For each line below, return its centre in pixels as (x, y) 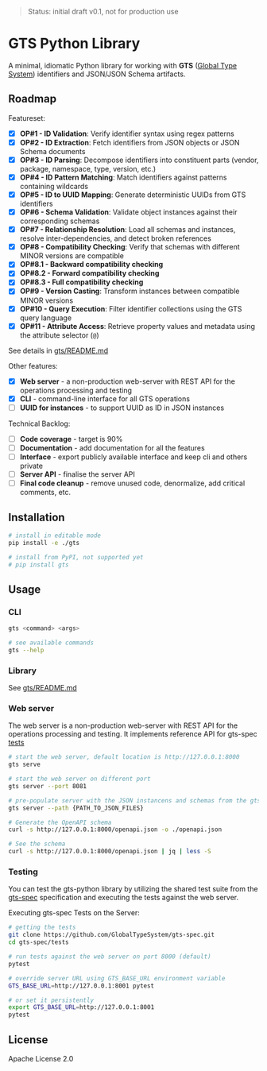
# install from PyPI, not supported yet (76, 557)
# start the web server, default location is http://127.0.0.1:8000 (124, 757)
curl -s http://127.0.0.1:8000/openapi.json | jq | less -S (110, 852)
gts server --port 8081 (48, 786)
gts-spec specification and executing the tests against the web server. (124, 898)
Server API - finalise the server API (77, 474)
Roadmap (33, 99)
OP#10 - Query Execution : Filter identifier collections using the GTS (131, 308)
